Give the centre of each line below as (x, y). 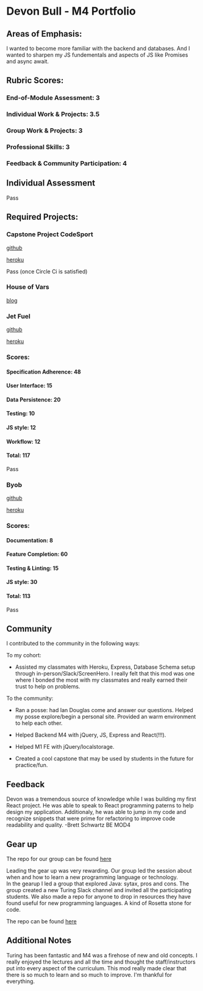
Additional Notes (39, 941)
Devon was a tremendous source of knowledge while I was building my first (101, 799)
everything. (21, 981)
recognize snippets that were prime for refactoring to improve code (91, 818)
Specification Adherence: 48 (44, 372)
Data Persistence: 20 (34, 399)
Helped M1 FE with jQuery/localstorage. (65, 747)
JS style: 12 (21, 427)
